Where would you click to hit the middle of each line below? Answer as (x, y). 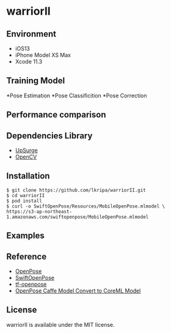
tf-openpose (31, 284)
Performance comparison (56, 115)
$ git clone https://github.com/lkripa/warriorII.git (76, 190)
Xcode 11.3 (29, 62)
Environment (31, 34)
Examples (25, 236)
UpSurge (26, 151)
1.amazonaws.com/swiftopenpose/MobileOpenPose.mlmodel (78, 217)
